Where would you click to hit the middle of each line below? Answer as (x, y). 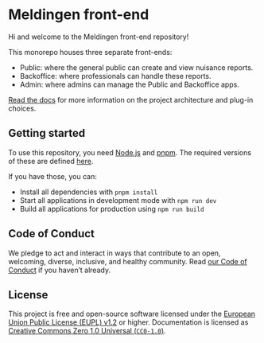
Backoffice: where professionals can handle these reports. (116, 76)
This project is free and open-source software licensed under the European (132, 314)
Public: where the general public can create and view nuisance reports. (136, 67)
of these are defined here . (51, 161)
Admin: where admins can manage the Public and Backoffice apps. (130, 84)
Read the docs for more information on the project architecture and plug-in (131, 99)
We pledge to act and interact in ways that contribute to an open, (115, 253)
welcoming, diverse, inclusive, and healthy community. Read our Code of (128, 261)
